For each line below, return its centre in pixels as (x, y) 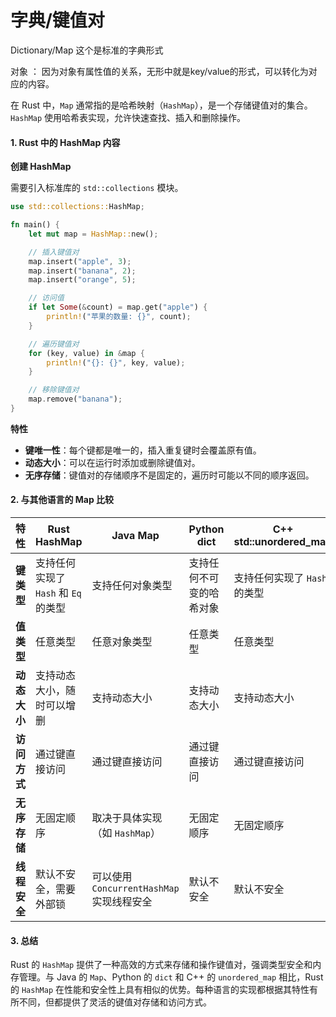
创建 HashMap (41, 167)
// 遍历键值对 (54, 344)
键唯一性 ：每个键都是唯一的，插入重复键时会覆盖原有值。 (143, 450)
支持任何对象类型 (132, 586)
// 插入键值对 (54, 252)
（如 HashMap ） (126, 833)
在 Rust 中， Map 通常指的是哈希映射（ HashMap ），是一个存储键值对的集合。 (161, 105)
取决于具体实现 (127, 818)
